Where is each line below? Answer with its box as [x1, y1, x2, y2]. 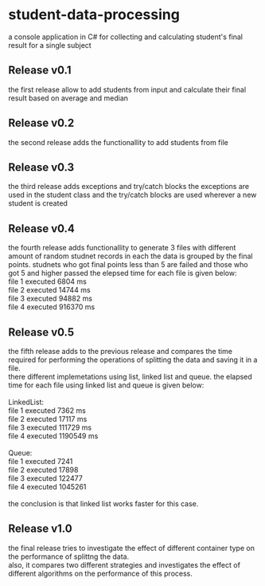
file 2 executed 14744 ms [8, 285, 91, 295]
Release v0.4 [8, 222, 76, 235]
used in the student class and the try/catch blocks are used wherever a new [8, 190, 257, 200]
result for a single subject [8, 40, 92, 49]
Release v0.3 [8, 160, 75, 174]
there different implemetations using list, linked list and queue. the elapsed [8, 372, 252, 381]
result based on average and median [8, 93, 129, 103]
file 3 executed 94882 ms [8, 293, 93, 304]
